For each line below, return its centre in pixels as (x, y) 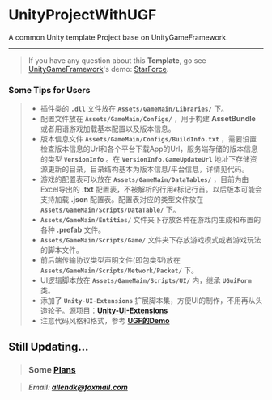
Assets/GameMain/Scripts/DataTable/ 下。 (110, 210)
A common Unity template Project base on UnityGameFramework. (118, 37)
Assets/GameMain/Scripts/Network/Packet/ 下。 (119, 270)
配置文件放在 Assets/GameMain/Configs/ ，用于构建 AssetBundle (148, 119)
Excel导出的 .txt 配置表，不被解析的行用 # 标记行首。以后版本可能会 (151, 189)
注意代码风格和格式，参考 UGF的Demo (105, 321)
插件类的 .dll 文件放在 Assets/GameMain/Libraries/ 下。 (134, 109)
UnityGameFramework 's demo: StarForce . (98, 69)
